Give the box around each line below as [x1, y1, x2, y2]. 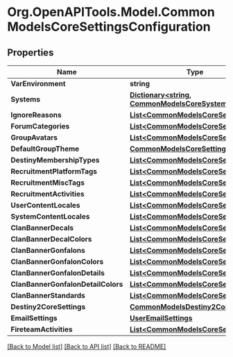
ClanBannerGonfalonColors [10, 257, 104, 266]
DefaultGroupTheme [10, 144, 80, 153]
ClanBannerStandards [10, 291, 85, 300]
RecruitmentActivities [10, 189, 85, 199]
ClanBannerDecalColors [10, 234, 92, 244]
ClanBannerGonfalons [10, 246, 85, 255]
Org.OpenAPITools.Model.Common [7, 4, 215, 20]
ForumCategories [10, 122, 70, 131]
